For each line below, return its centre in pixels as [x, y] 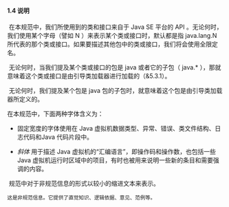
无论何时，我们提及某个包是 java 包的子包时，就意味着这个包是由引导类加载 [116, 91]
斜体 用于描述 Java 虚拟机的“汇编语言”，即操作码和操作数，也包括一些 [117, 152]
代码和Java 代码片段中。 [58, 137]
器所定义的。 [25, 99]
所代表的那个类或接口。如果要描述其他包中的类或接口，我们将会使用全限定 [112, 44]
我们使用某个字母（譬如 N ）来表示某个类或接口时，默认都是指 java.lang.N [112, 36]
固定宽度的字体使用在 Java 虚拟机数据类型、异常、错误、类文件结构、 [116, 129]
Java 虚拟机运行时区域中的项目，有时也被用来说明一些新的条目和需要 [115, 160]
